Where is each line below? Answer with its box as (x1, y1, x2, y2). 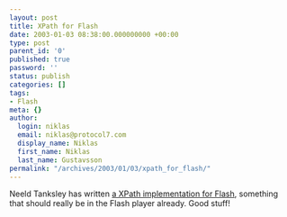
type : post (9, 38, 50, 48)
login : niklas (17, 122, 70, 131)
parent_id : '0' (9, 47, 67, 56)
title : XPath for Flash (9, 22, 99, 31)
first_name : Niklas (17, 147, 91, 156)
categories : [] (9, 80, 67, 89)
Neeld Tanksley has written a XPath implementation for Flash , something (9, 188, 279, 199)
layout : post (9, 13, 58, 23)
